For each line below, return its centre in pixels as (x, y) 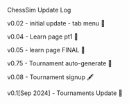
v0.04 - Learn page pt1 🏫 (43, 37)
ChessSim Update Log (39, 10)
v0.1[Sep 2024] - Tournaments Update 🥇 (65, 93)
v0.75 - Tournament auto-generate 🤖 (60, 63)
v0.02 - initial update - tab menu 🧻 (56, 23)
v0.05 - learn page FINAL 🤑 (46, 50)
